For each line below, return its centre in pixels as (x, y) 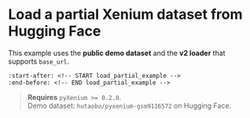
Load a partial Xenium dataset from (125, 15)
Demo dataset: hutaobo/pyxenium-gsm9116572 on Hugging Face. (129, 105)
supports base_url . (39, 61)
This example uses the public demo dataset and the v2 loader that (117, 53)
